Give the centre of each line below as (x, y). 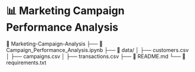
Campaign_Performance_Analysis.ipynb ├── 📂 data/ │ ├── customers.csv (97, 50)
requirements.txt (26, 63)
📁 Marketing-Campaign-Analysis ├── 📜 (55, 44)
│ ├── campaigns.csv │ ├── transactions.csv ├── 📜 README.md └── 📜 (96, 56)
